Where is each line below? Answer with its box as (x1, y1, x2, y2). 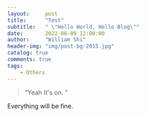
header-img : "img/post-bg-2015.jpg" (7, 43, 114, 50)
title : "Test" (7, 17, 65, 24)
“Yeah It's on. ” (24, 88, 68, 97)
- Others (20, 69, 46, 76)
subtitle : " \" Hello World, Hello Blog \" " (7, 23, 140, 30)
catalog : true (7, 50, 49, 57)
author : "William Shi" (7, 36, 86, 43)
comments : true (7, 56, 52, 63)
